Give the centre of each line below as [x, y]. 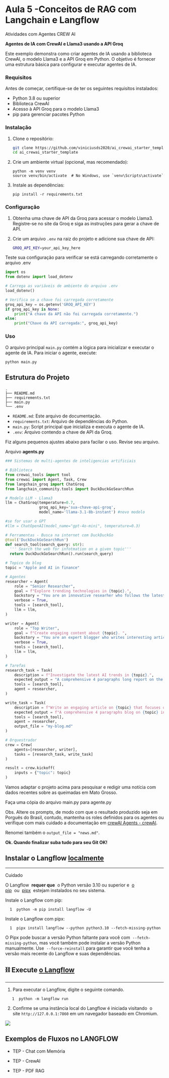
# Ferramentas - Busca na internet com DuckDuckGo [59, 535]
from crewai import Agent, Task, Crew [46, 479]
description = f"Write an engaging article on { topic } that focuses [88, 708]
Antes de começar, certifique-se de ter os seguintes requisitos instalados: [82, 88]
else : [11, 319]
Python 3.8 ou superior [36, 98]
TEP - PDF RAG [28, 1070]
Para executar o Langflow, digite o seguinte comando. [68, 990]
